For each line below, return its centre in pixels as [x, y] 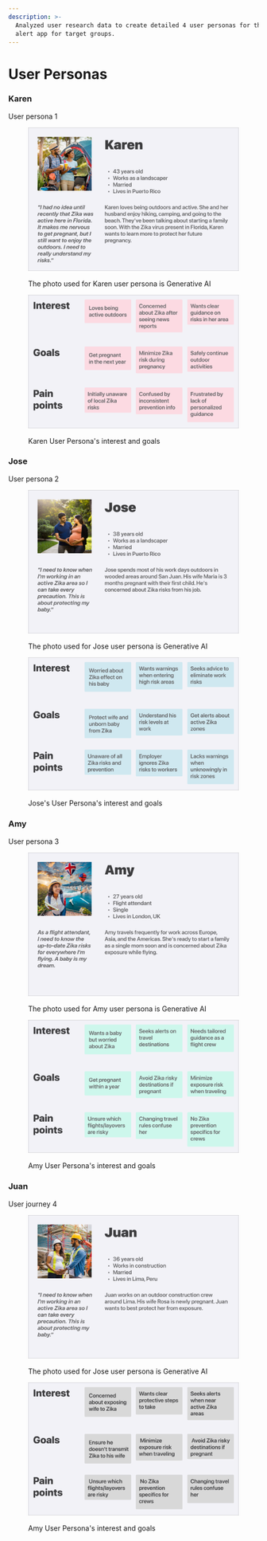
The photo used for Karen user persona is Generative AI [120, 284]
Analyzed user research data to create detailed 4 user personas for [133, 25]
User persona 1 [33, 116]
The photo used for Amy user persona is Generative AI [117, 1009]
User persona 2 [34, 479]
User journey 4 [33, 1204]
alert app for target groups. [65, 33]
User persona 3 [34, 841]
